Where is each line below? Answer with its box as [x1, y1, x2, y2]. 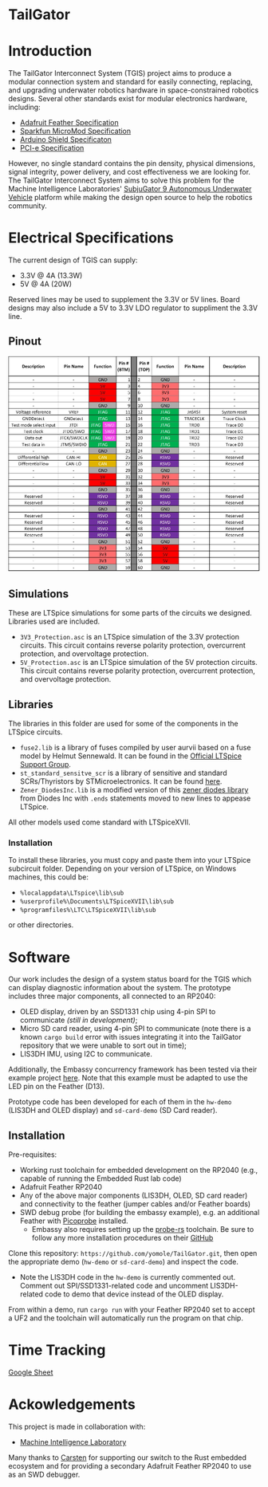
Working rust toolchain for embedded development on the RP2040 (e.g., [19, 1166, 258, 1175]
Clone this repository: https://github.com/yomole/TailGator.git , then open [8, 1249, 258, 1258]
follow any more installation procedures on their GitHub [31, 1233, 214, 1243]
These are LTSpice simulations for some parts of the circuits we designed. [8, 608, 253, 618]
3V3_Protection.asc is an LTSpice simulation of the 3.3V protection [19, 632, 240, 642]
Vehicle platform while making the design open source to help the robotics [8, 193, 253, 203]
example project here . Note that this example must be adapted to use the [8, 1073, 249, 1083]
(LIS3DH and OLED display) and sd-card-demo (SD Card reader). [8, 1106, 218, 1115]
